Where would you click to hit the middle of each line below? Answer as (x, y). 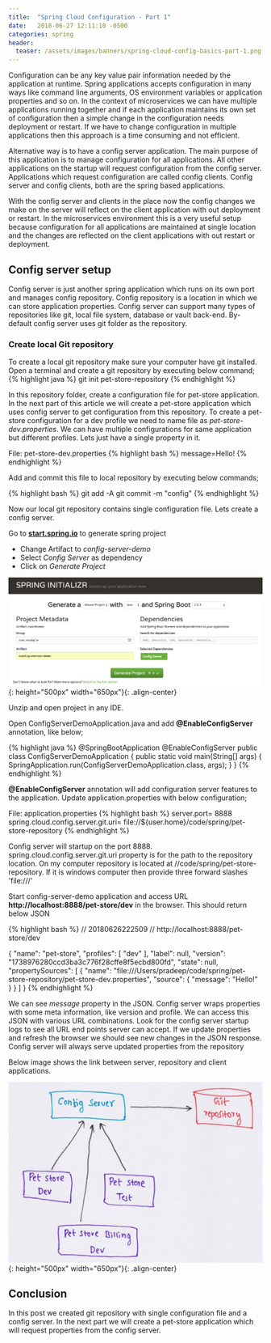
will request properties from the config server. (85, 1330)
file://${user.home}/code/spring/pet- (185, 822)
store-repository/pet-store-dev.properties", (80, 980)
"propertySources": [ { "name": (60, 971)
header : (21, 43)
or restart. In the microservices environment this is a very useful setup (125, 218)
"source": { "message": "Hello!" (205, 980)
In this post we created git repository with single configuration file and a (128, 1313)
